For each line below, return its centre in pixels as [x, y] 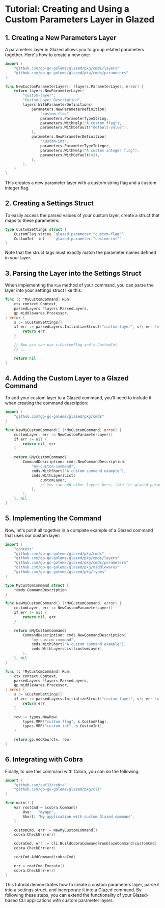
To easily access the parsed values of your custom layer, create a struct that [82, 215]
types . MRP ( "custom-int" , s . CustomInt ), [64, 726]
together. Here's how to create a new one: [48, 55]
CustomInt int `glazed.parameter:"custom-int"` [68, 239]
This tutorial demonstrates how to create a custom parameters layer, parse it [82, 884]
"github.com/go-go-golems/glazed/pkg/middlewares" [67, 567]
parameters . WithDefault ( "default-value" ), [84, 127]
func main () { [20, 803]
